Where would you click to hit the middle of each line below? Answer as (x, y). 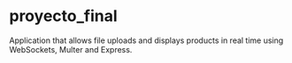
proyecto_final (63, 16)
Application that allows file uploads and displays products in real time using (146, 40)
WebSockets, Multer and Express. (71, 49)
